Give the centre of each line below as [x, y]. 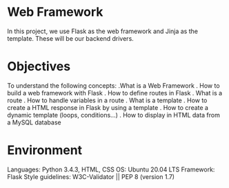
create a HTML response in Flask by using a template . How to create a [108, 107]
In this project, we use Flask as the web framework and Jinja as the [103, 31]
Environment [45, 150]
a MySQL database [34, 122]
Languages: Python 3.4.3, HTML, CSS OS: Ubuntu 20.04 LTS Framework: [111, 169]
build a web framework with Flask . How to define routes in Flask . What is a [115, 93]
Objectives [39, 67]
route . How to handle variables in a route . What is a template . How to [107, 100]
